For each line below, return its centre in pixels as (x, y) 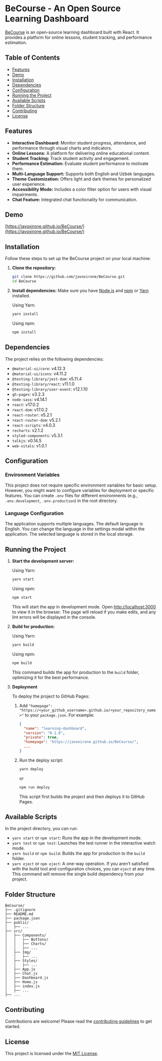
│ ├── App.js (20, 969)
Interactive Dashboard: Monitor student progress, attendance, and (79, 143)
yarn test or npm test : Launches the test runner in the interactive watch (84, 843)
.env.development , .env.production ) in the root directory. (61, 501)
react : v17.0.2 (26, 404)
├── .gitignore (20, 910)
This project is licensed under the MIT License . (52, 1053)
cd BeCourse (24, 281)
